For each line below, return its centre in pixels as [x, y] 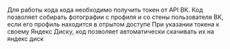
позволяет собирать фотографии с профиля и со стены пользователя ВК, [115, 17]
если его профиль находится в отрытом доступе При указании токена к [113, 24]
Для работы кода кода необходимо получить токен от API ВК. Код [105, 10]
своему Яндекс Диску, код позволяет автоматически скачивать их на [111, 31]
